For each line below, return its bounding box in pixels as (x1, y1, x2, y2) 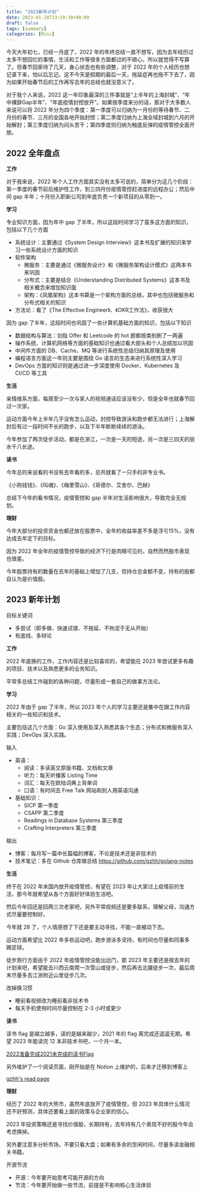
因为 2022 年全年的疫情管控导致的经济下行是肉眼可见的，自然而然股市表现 (6, 547, 190, 555)
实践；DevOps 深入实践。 (6, 731, 70, 738)
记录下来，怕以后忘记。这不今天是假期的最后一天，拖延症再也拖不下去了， (6, 71, 190, 78)
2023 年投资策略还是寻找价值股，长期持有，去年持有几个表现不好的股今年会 (6, 1120, 194, 1127)
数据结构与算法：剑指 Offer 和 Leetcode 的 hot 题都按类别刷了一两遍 (14, 332, 184, 339)
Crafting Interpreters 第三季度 (23, 824, 97, 831)
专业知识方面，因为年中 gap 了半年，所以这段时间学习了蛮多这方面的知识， (6, 218, 191, 225)
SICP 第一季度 (23, 802, 59, 809)
